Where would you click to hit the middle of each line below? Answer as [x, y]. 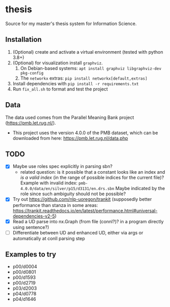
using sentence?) [31, 227]
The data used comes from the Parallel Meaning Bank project [70, 117]
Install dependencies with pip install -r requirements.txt [76, 83]
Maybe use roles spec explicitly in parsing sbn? [63, 167]
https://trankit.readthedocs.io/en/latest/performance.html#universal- [85, 210]
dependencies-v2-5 [34, 216]
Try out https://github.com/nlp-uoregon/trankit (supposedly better [82, 199]
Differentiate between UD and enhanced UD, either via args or [78, 232]
